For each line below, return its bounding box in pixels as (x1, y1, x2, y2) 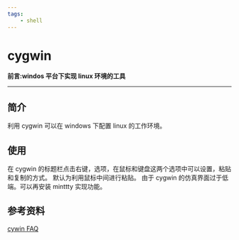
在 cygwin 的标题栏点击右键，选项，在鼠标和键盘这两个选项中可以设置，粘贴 (7, 165, 231, 173)
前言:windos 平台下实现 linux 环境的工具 (7, 72, 126, 80)
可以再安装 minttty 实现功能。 (19, 182, 107, 191)
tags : (7, 10, 23, 18)
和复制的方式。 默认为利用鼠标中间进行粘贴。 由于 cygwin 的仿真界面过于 (7, 173, 223, 182)
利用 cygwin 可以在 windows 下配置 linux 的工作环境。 (7, 121, 166, 130)
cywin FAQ (7, 224, 39, 233)
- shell (20, 17, 43, 24)
